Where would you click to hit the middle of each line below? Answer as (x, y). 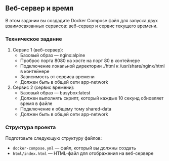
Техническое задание (34, 39)
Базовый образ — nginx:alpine (53, 56)
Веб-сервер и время (39, 8)
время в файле (36, 103)
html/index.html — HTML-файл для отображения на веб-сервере (83, 153)
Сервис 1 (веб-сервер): (38, 50)
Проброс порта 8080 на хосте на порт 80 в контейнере (80, 61)
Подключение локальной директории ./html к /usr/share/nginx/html (92, 66)
